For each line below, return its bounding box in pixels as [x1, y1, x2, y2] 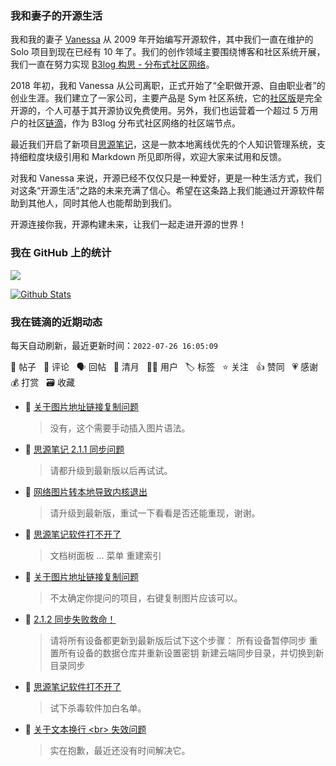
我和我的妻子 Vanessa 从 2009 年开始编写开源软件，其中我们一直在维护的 [10, 33, 314, 46]
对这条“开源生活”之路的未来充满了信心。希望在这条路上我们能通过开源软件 [10, 185, 317, 197]
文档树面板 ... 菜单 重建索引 [49, 549, 162, 561]
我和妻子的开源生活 [10, 8, 103, 22]
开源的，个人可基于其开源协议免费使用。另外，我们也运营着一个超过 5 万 [10, 105, 310, 117]
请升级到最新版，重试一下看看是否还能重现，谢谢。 [49, 507, 261, 519]
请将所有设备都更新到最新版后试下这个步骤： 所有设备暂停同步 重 [49, 634, 318, 646]
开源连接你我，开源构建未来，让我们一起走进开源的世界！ [10, 218, 247, 231]
